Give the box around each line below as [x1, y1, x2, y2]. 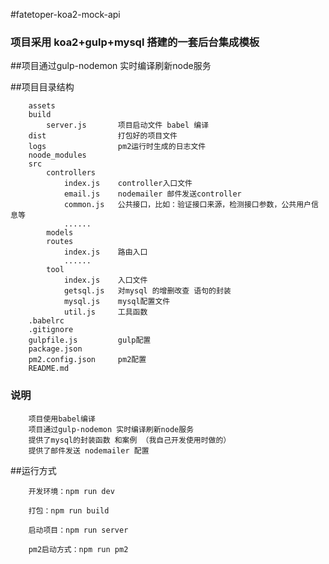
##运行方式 [10, 464, 57, 476]
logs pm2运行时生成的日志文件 [28, 142, 207, 152]
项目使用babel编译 [28, 414, 96, 424]
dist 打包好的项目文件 [28, 131, 178, 141]
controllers [46, 168, 97, 178]
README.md [28, 364, 70, 374]
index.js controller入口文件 [63, 179, 193, 189]
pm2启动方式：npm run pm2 [28, 544, 129, 554]
